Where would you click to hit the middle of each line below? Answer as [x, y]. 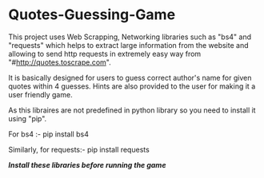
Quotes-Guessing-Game [92, 15]
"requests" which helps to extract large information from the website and [128, 45]
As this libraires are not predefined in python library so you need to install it [132, 110]
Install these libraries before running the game [87, 164]
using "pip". [28, 118]
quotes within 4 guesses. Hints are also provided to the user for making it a [132, 86]
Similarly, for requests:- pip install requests [79, 149]
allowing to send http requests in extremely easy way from [105, 53]
